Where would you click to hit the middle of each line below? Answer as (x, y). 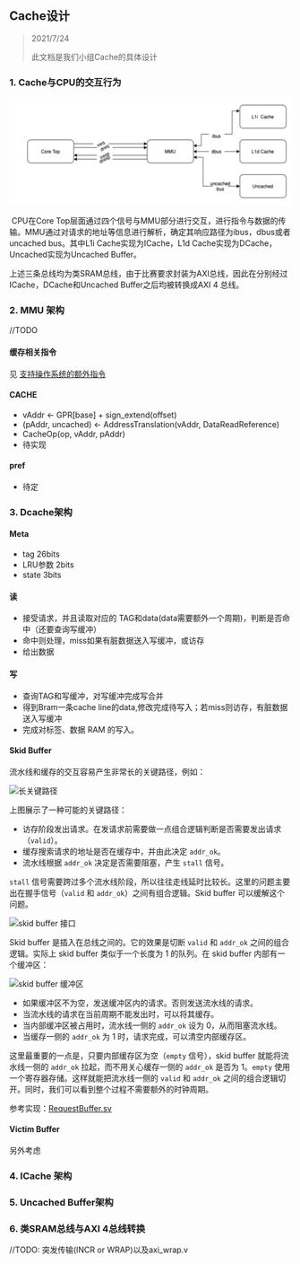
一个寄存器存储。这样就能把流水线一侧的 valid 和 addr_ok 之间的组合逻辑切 (148, 1078)
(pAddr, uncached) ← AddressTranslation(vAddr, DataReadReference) (151, 424)
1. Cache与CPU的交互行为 (65, 82)
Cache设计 (39, 16)
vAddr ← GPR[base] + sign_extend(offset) (99, 415)
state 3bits (42, 575)
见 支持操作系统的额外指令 (57, 373)
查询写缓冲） (77, 629)
